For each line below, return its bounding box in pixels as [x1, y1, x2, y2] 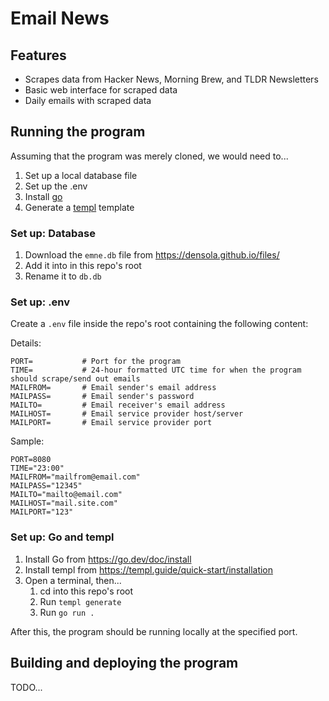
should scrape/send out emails [10, 374, 141, 384]
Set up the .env [24, 180, 88, 192]
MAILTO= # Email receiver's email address [10, 400, 226, 411]
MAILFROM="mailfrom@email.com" [10, 472, 141, 482]
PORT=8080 [10, 455, 52, 465]
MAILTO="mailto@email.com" [10, 490, 123, 500]
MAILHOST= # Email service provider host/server [10, 409, 244, 419]
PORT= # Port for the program [10, 357, 182, 367]
